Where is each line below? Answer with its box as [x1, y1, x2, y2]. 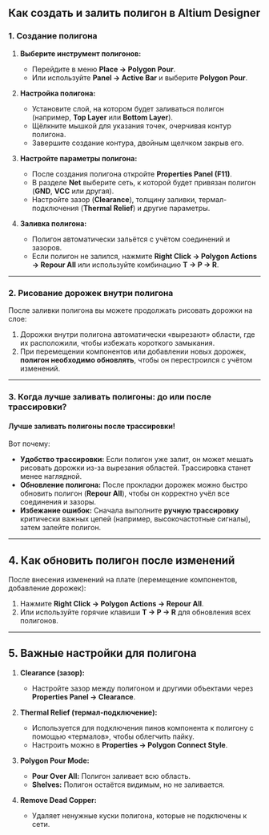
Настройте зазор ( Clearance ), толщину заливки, [31, 194, 198, 204]
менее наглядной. [19, 472, 82, 481]
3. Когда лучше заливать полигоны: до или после [8, 391, 212, 402]
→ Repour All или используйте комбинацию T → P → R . [31, 260, 219, 270]
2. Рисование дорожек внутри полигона [8, 287, 174, 298]
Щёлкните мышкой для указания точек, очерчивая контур [31, 120, 232, 131]
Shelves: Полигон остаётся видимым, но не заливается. [31, 780, 226, 789]
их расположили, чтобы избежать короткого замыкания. [19, 338, 215, 347]
